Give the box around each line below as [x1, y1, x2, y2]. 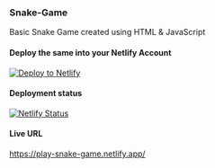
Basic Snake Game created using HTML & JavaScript [9, 27, 206, 38]
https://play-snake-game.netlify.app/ [9, 148, 146, 159]
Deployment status [9, 88, 83, 99]
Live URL [9, 128, 43, 139]
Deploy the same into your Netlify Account [9, 47, 172, 57]
